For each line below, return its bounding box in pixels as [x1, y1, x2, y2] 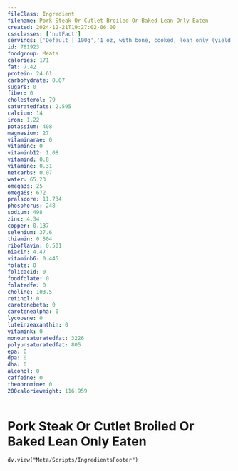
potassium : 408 [7, 122, 53, 130]
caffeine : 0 [7, 374, 43, 381]
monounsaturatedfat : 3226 [7, 334, 84, 342]
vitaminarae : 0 [7, 136, 53, 143]
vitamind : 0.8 [7, 156, 50, 164]
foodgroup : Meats [7, 51, 59, 58]
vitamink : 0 [7, 328, 43, 335]
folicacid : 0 [7, 268, 46, 275]
